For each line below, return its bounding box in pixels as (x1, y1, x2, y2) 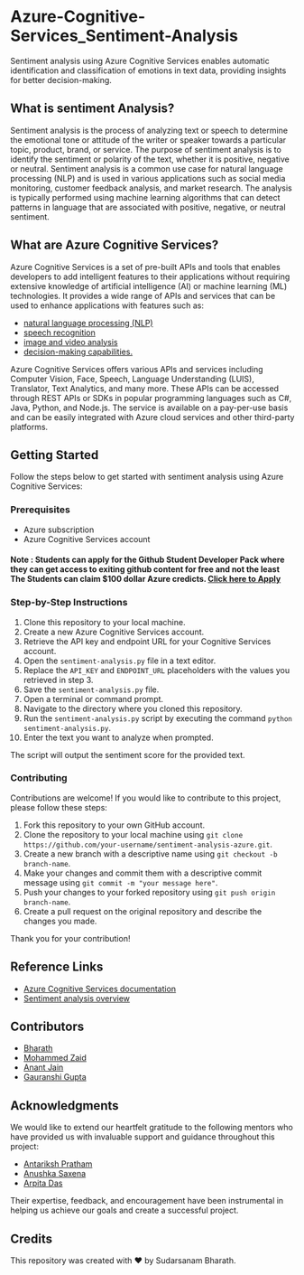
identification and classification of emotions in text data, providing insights (10, 65, 287, 76)
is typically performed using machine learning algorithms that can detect (10, 192, 281, 202)
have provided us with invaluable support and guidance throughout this (10, 1131, 275, 1142)
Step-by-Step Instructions (10, 596, 128, 609)
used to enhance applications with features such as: (10, 300, 204, 311)
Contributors (10, 1019, 85, 1035)
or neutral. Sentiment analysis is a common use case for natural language (10, 163, 283, 173)
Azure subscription (23, 524, 95, 535)
